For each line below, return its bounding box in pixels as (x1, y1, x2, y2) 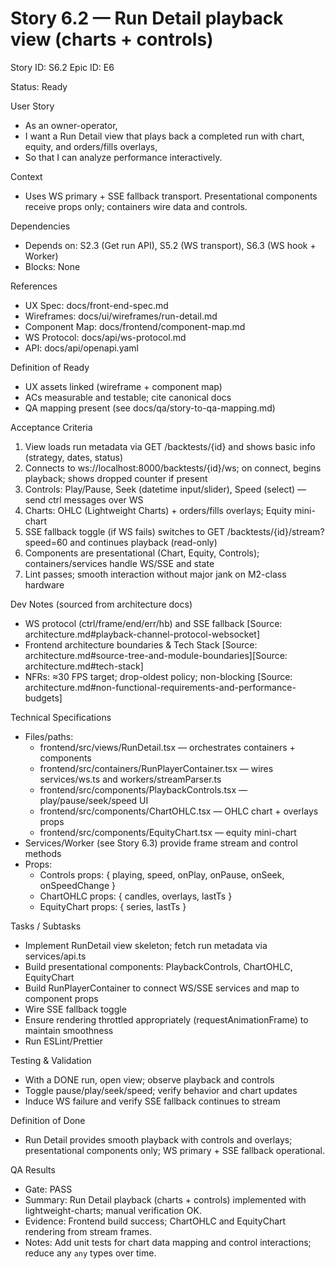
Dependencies (10, 220, 71, 232)
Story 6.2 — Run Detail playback (10, 7, 284, 30)
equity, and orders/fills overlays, (24, 140, 158, 152)
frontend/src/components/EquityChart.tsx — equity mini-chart (39, 826, 297, 838)
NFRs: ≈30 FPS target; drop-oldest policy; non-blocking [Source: (24, 670, 293, 682)
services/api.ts (24, 950, 87, 962)
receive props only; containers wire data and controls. (24, 200, 248, 212)
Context (10, 170, 43, 182)
